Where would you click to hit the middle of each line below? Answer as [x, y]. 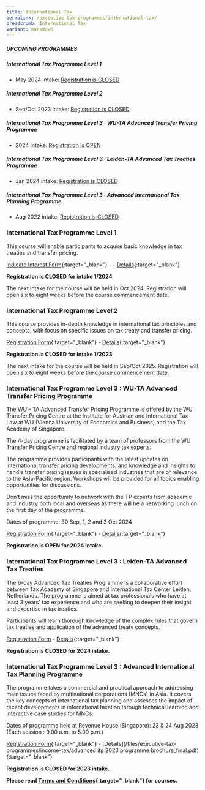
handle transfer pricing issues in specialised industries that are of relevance [102, 472]
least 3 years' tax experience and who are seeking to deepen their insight [99, 602]
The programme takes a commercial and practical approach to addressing [100, 687]
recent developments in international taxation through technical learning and [102, 707]
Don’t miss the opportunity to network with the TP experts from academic [99, 497]
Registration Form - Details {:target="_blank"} [63, 639]
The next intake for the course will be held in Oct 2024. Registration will [96, 288]
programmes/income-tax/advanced [51, 750]
